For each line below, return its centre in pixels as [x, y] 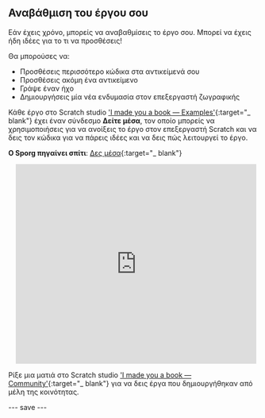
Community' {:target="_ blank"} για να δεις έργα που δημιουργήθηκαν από [131, 383]
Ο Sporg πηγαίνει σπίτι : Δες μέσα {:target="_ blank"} [95, 153]
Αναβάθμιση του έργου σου [79, 13]
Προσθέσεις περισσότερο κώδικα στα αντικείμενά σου [109, 72]
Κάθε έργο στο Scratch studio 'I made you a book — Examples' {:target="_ [130, 112]
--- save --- [28, 407]
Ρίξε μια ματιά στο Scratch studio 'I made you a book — [100, 375]
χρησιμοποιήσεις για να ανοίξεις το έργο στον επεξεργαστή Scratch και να [132, 129]
